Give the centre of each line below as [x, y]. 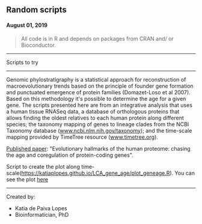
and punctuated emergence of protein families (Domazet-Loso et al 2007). [98, 92]
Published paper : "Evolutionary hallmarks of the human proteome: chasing [98, 148]
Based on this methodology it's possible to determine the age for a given [96, 98]
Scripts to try [22, 62]
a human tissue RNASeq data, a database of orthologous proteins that [93, 111]
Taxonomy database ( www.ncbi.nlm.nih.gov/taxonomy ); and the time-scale [99, 130]
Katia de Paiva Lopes [41, 208]
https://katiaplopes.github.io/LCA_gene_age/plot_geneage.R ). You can [108, 173]
